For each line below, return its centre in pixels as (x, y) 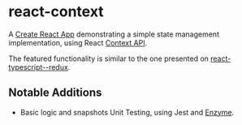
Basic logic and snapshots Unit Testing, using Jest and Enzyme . (127, 112)
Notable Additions (55, 93)
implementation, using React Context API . (78, 42)
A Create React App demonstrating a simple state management (114, 34)
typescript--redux (39, 67)
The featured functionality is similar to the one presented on (109, 58)
